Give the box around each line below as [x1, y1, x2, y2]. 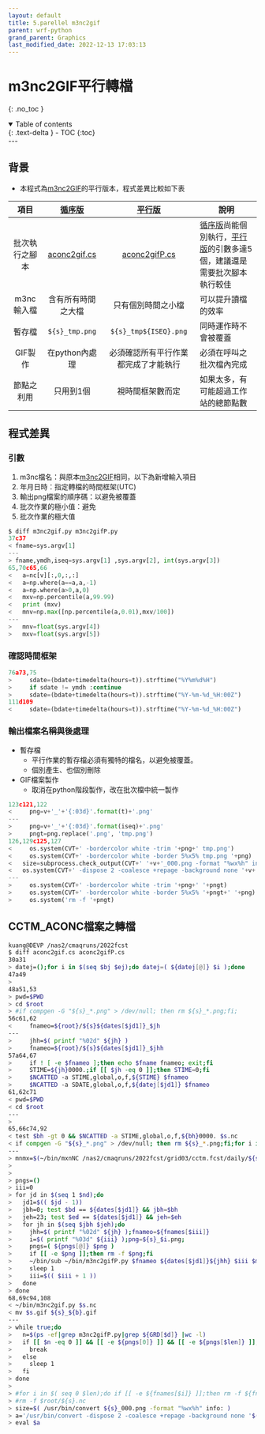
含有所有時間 [48, 293, 96, 304]
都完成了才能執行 [117, 359, 181, 370]
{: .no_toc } [8, 104, 44, 114]
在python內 [47, 347, 89, 358]
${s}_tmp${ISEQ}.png [110, 326, 188, 336]
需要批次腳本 [200, 266, 248, 277]
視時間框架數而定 [117, 385, 181, 396]
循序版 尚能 [200, 219, 240, 230]
